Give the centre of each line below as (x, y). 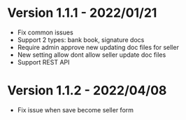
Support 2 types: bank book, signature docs (81, 39)
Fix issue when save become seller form (76, 109)
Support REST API (43, 62)
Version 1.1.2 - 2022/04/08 (87, 91)
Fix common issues (45, 32)
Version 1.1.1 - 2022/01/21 (82, 13)
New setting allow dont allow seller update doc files (92, 55)
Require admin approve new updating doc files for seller (98, 47)
